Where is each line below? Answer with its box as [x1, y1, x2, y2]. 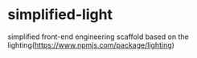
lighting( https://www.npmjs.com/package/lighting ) [7, 40, 174, 49]
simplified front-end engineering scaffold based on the [7, 32, 190, 41]
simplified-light [7, 6, 113, 24]
